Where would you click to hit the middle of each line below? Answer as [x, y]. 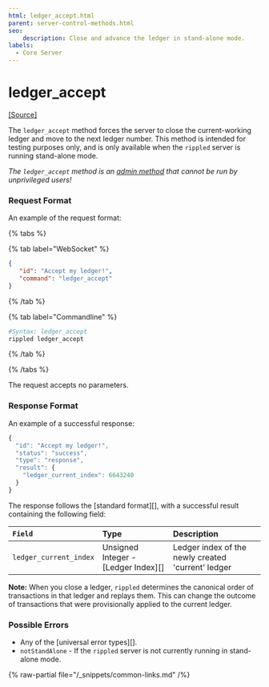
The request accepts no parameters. [68, 385]
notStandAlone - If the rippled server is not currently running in [124, 651]
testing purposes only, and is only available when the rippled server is [124, 147]
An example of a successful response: [71, 423]
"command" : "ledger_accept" [66, 278]
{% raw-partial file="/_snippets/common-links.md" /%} [99, 675]
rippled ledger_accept [46, 339]
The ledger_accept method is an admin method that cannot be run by [123, 171]
